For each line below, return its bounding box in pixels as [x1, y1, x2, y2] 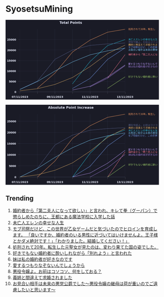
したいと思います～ [17, 287, 55, 293]
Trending [5, 194, 34, 203]
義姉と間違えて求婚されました [12, 275, 73, 280]
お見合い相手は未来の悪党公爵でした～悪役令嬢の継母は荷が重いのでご [12, 281, 154, 287]
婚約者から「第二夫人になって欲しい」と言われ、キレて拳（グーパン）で [12, 208, 158, 214]
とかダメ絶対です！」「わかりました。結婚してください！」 [12, 238, 130, 244]
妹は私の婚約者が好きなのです [12, 257, 73, 262]
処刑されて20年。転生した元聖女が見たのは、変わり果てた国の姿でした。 [12, 244, 159, 250]
